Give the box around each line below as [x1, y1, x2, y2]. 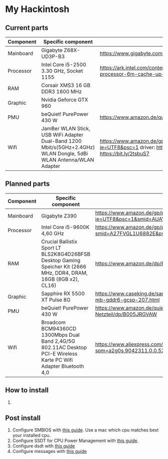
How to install [5, 386, 49, 394]
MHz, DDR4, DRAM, [41, 269, 88, 276]
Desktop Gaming [41, 257, 81, 264]
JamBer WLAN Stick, [41, 125, 90, 132]
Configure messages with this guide [12, 448, 87, 454]
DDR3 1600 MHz [41, 88, 82, 95]
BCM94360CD [41, 325, 76, 332]
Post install [5, 414, 41, 422]
